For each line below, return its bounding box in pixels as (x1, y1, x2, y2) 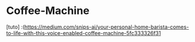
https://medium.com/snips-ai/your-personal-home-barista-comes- (24, 23, 189, 30)
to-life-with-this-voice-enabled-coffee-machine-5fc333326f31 (6, 29, 161, 36)
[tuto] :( (6, 23, 25, 30)
